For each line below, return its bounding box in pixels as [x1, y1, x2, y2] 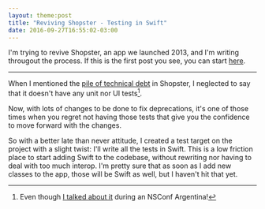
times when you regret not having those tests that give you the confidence [8, 112, 250, 122]
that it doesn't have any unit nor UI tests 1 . [8, 88, 143, 99]
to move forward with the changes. [8, 121, 122, 130]
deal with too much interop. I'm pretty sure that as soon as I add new [8, 161, 232, 170]
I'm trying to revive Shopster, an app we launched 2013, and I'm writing [8, 48, 239, 58]
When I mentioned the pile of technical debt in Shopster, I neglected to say [8, 79, 251, 88]
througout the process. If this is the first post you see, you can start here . [8, 56, 246, 65]
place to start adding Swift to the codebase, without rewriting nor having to [8, 153, 252, 162]
